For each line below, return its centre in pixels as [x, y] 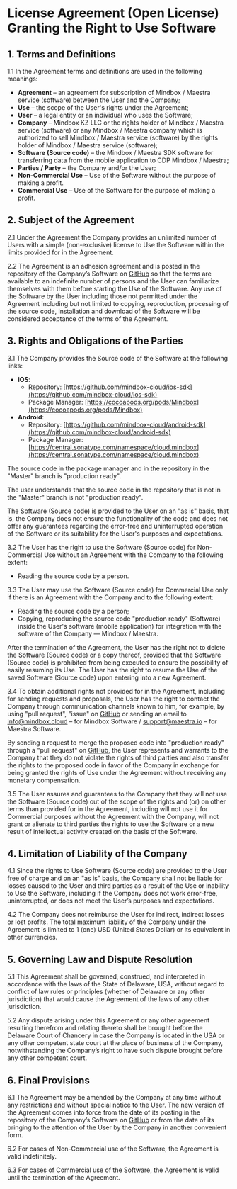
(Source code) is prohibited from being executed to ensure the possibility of [118, 662]
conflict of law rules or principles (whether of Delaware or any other [106, 992]
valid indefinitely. [32, 1156]
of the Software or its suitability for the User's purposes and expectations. [115, 534]
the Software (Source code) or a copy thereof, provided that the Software [114, 655]
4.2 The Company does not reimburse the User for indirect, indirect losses [116, 915]
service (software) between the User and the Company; [99, 100]
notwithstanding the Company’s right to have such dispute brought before [115, 1051]
